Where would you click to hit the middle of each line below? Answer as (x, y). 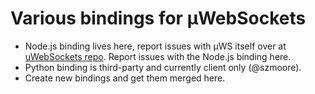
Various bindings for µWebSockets (158, 18)
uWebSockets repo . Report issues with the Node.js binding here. (158, 56)
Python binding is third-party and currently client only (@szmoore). (163, 67)
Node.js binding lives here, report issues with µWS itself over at (155, 46)
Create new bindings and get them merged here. (125, 78)
